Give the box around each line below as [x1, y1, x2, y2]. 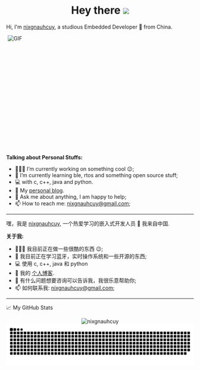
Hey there [71, 4, 121, 17]
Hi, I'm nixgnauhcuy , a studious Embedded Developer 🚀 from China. [6, 23, 173, 30]
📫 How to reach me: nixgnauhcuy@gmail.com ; [14, 200, 131, 207]
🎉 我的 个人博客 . [14, 269, 55, 277]
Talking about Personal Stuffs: [6, 153, 83, 161]
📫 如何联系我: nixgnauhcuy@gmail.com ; [14, 284, 115, 291]
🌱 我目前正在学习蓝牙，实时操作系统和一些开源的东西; [14, 252, 147, 259]
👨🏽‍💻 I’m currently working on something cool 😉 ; [14, 165, 135, 173]
